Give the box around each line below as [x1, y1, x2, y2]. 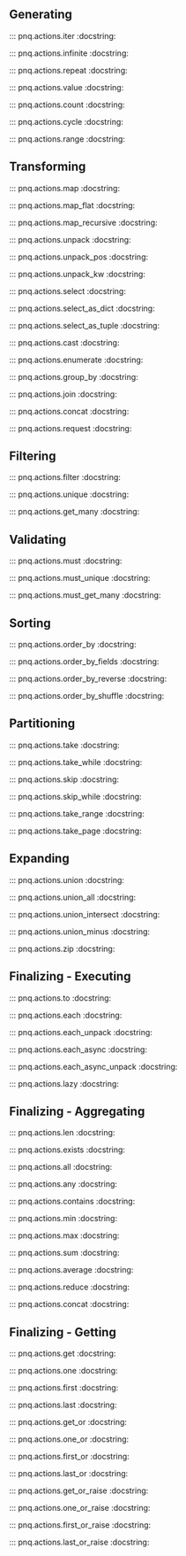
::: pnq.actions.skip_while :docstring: [9, 791, 143, 801]
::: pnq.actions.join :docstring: [9, 389, 117, 399]
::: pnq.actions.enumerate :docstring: [9, 354, 144, 365]
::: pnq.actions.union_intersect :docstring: [9, 909, 160, 919]
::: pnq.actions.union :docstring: [9, 874, 125, 885]
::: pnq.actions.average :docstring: [9, 1265, 134, 1275]
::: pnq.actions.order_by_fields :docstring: [9, 656, 160, 667]
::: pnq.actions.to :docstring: [9, 992, 112, 1003]
